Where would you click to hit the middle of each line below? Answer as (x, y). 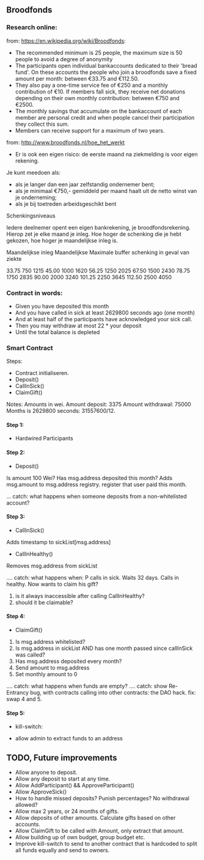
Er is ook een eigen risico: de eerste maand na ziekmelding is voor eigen (106, 154)
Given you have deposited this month (62, 306)
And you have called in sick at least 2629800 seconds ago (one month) (105, 312)
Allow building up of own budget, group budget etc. (80, 837)
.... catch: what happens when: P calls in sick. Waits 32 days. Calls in (93, 577)
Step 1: (15, 425)
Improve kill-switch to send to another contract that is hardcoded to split (106, 844)
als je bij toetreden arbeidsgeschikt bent (66, 203)
